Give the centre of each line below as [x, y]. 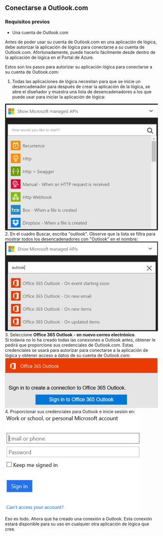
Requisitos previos [27, 22]
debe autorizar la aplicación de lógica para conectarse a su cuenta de [75, 47]
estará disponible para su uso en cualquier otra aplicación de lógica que [77, 524]
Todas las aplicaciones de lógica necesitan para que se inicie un [76, 81]
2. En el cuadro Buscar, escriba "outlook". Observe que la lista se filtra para [80, 234]
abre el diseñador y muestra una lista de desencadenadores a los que [82, 91]
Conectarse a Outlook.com [47, 8]
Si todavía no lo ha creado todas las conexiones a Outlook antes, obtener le [80, 340]
